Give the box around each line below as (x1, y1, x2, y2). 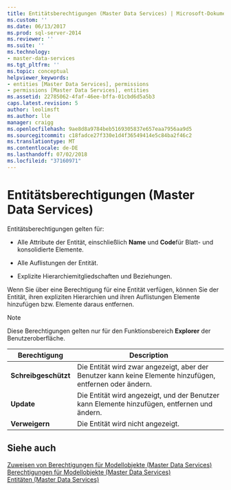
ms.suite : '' (7, 42, 45, 49)
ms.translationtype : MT (7, 139, 76, 145)
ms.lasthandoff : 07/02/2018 (7, 151, 88, 159)
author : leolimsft (7, 106, 60, 113)
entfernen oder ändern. (76, 379, 153, 389)
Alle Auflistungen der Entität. (16, 258, 98, 267)
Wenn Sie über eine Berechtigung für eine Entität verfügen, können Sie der (7, 285, 219, 294)
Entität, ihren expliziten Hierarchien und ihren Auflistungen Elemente (7, 292, 201, 300)
